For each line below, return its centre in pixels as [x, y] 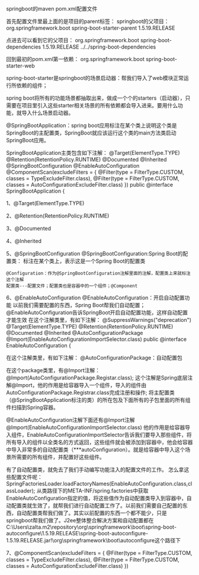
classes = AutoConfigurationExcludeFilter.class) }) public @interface [90, 185]
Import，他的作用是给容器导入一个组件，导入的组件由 [81, 385]
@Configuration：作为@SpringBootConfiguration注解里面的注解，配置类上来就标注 [98, 273]
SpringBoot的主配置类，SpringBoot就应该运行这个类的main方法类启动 [91, 133]
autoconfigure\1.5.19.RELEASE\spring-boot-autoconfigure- [77, 533]
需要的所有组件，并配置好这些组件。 [60, 457]
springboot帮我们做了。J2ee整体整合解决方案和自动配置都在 [80, 520]
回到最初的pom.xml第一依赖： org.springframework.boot [76, 59]
